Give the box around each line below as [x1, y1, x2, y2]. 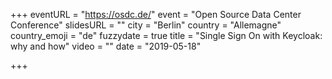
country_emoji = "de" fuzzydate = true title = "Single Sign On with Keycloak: [10, 30, 323, 41]
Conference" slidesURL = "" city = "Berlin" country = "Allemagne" [10, 19, 282, 31]
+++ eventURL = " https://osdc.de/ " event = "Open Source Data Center [10, 9, 302, 20]
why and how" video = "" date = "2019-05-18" [10, 40, 202, 52]
